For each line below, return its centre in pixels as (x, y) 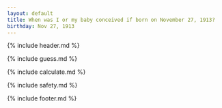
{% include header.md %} (43, 46)
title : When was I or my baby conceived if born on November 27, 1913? (111, 20)
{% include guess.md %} (42, 59)
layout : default (30, 13)
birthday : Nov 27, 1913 (41, 26)
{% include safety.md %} (42, 85)
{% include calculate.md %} (46, 72)
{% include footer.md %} (42, 98)
